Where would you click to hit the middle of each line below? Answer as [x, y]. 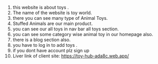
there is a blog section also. [42, 40]
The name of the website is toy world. [52, 13]
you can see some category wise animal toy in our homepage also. [83, 34]
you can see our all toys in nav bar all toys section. [65, 29]
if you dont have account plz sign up [51, 51]
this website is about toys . [41, 7]
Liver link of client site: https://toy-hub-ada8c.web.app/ [71, 56]
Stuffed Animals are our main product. [52, 23]
